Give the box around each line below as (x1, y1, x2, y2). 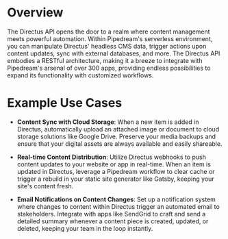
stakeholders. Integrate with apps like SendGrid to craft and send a (16, 210, 206, 218)
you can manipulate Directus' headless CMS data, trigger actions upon (7, 42, 207, 50)
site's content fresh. (16, 181, 74, 190)
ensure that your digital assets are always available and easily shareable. (16, 139, 223, 148)
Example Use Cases (7, 95, 123, 111)
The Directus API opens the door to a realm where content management (7, 27, 210, 36)
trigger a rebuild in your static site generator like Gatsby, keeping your (16, 175, 214, 183)
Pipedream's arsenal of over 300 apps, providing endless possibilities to (7, 64, 211, 72)
